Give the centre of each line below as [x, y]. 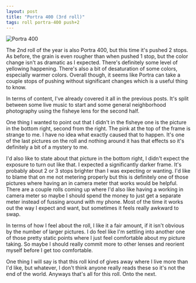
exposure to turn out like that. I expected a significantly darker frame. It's [94, 165]
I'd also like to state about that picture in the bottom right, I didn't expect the [97, 159]
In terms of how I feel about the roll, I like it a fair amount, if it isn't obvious [95, 226]
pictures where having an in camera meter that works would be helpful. [92, 183]
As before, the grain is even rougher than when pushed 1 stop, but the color [97, 57]
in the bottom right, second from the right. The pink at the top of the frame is [98, 128]
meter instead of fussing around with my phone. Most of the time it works [94, 202]
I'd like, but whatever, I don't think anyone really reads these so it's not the [96, 268]
